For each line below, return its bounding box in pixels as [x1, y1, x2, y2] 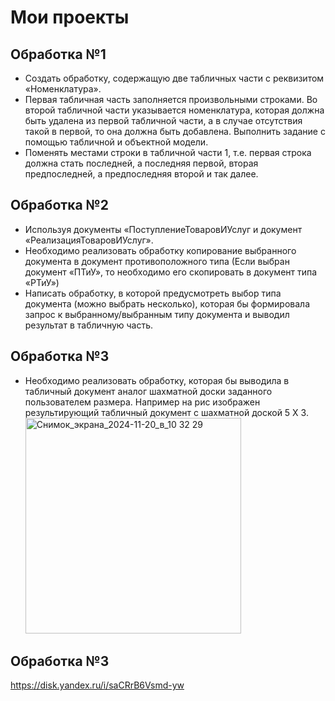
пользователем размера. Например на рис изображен [24, 396, 261, 408]
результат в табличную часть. [24, 319, 154, 331]
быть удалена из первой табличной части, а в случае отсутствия [24, 115, 303, 126]
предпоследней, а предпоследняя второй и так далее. [24, 168, 259, 180]
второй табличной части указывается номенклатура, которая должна [24, 104, 325, 116]
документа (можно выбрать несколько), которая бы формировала [24, 297, 311, 310]
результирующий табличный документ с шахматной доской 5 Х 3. [24, 406, 309, 418]
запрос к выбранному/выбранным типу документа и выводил [24, 308, 290, 320]
